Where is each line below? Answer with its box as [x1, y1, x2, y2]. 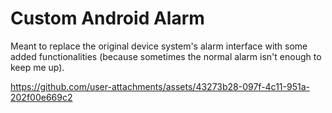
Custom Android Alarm [10, 7, 205, 30]
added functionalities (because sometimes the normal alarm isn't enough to [10, 50, 322, 62]
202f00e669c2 [10, 91, 73, 103]
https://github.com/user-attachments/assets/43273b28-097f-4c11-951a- [10, 80, 310, 92]
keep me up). [10, 61, 65, 73]
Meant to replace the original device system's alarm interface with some [10, 40, 308, 52]
